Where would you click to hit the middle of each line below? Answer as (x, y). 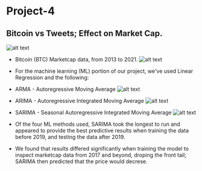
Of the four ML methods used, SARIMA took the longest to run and (98, 124)
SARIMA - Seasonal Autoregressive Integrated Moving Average (93, 112)
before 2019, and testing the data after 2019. (70, 137)
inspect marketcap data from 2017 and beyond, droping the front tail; (101, 155)
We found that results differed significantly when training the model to (102, 148)
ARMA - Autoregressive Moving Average (65, 89)
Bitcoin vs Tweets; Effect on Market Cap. (84, 33)
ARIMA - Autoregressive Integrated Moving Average (80, 101)
